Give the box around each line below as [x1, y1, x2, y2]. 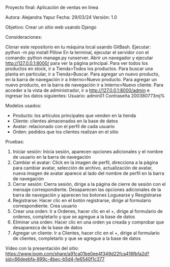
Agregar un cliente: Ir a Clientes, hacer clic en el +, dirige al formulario [12, 230, 160, 236]
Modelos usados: [5, 103, 42, 109]
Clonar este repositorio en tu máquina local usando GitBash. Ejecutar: [5, 44, 151, 50]
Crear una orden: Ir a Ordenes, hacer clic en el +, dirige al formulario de [12, 208, 163, 214]
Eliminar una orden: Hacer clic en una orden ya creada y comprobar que [12, 219, 164, 225]
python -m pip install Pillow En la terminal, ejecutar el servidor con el [5, 50, 149, 55]
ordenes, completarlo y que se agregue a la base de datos [12, 214, 135, 220]
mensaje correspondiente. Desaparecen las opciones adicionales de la [12, 186, 161, 192]
